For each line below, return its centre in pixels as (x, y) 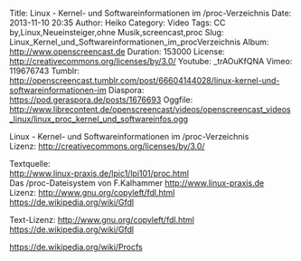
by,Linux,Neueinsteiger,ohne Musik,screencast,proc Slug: (117, 32)
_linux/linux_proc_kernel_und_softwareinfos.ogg (99, 119)
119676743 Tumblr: (44, 71)
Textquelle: (30, 164)
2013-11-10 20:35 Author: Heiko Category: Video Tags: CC (118, 23)
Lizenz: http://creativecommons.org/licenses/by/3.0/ (107, 146)
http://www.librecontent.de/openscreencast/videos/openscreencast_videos (150, 109)
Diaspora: (126, 90)
